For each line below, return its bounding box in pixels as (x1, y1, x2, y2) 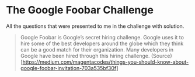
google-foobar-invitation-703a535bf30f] (20, 64, 119, 71)
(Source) (151, 52, 172, 59)
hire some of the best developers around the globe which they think (20, 40, 184, 47)
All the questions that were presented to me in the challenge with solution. (6, 23, 184, 30)
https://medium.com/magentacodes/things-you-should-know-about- (22, 58, 189, 65)
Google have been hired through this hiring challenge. (20, 52, 150, 59)
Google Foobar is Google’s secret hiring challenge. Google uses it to (20, 34, 184, 41)
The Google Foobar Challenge (6, 3, 154, 17)
